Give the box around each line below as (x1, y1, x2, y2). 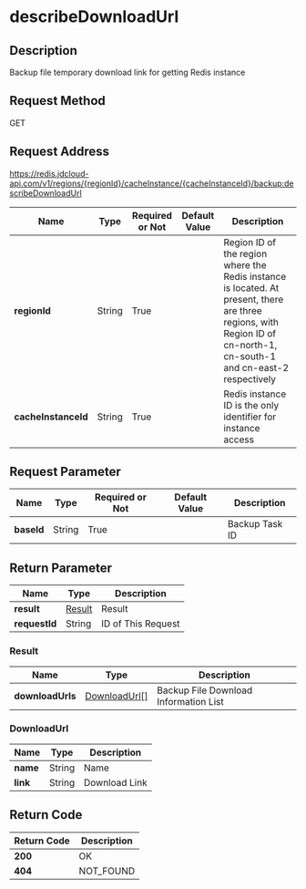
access (222, 433, 255, 446)
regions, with (222, 315, 280, 328)
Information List (157, 695, 225, 708)
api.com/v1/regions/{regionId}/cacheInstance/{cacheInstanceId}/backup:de (9, 178, 294, 189)
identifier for (222, 410, 277, 423)
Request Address (9, 144, 110, 160)
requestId (14, 617, 57, 630)
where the (222, 258, 267, 271)
